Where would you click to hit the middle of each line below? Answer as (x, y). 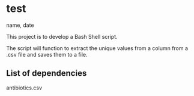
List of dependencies (47, 73)
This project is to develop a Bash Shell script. (62, 36)
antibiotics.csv (24, 88)
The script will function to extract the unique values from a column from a (97, 48)
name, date (20, 25)
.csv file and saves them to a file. (47, 54)
